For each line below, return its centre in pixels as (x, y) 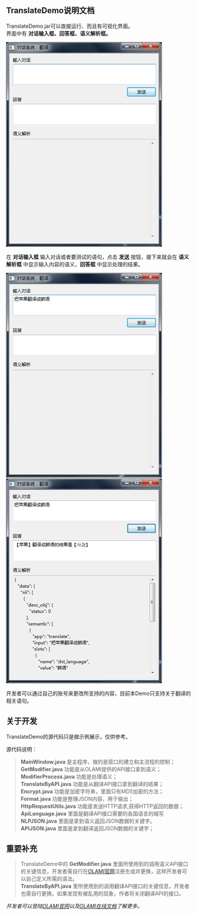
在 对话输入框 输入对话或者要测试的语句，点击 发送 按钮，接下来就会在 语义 (98, 257)
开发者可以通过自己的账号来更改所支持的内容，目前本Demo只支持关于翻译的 (98, 693)
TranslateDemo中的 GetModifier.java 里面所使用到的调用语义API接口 (104, 864)
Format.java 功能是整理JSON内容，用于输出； (77, 798)
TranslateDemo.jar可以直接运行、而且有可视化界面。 (70, 26)
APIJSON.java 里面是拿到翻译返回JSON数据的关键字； (87, 828)
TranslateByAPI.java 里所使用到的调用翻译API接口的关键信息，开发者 (105, 886)
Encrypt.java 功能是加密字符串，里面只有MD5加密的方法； (92, 791)
